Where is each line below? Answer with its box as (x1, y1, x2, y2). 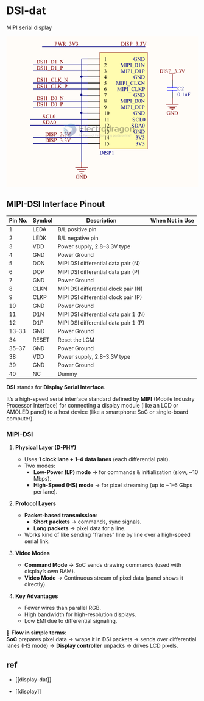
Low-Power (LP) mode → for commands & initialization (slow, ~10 (33, 469, 199, 476)
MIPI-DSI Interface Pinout (6, 199, 105, 209)
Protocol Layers (15, 500, 57, 507)
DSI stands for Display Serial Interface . (6, 384, 105, 391)
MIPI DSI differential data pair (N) (57, 260, 141, 267)
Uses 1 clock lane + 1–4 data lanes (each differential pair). (24, 456, 171, 463)
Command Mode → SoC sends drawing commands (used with (24, 561, 181, 569)
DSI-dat (6, 4, 46, 18)
